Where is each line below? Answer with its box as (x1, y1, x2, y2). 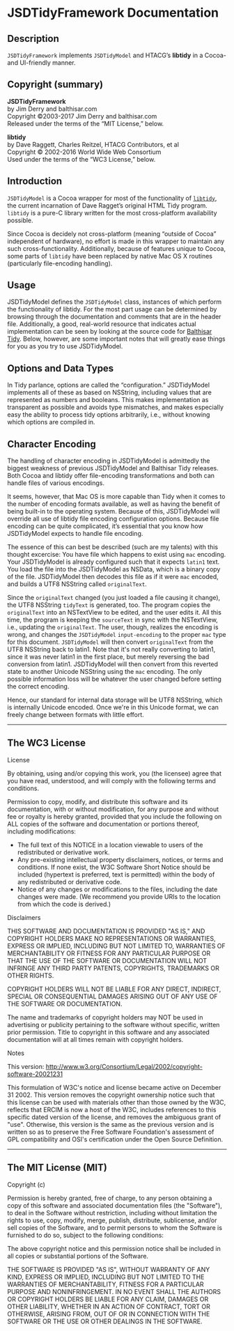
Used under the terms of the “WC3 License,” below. (7, 155, 156, 163)
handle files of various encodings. (7, 479, 104, 487)
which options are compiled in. (7, 418, 95, 426)
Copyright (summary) (7, 79, 103, 91)
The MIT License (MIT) (7, 1162, 108, 1174)
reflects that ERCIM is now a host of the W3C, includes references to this (7, 1105, 217, 1114)
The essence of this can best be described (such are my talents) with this (7, 543, 219, 551)
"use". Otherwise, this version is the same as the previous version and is (7, 1120, 214, 1128)
